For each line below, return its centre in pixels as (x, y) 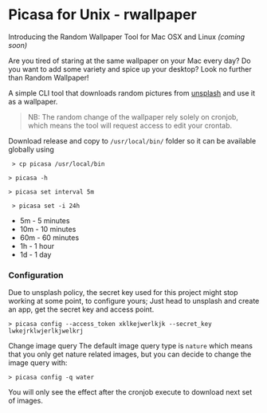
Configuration (36, 275)
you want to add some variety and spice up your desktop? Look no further (130, 69)
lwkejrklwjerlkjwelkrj (46, 331)
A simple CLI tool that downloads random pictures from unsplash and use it (132, 92)
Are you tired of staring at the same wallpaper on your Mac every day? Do (130, 61)
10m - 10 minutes (48, 229)
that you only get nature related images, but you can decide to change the (130, 354)
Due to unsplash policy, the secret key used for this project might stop (123, 293)
